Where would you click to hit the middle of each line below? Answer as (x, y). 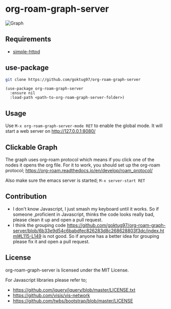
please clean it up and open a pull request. (58, 220)
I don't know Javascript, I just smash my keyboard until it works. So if (86, 209)
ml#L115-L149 (27, 236)
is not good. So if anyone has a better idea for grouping (101, 236)
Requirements (28, 39)
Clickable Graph (31, 147)
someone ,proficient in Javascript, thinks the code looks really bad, (83, 214)
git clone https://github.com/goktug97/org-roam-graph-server (73, 79)
